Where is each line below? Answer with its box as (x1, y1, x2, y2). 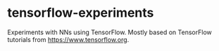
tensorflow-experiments (7, 5, 154, 21)
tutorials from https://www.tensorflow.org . (7, 35, 130, 43)
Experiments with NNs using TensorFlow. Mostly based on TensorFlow (7, 28, 213, 36)
